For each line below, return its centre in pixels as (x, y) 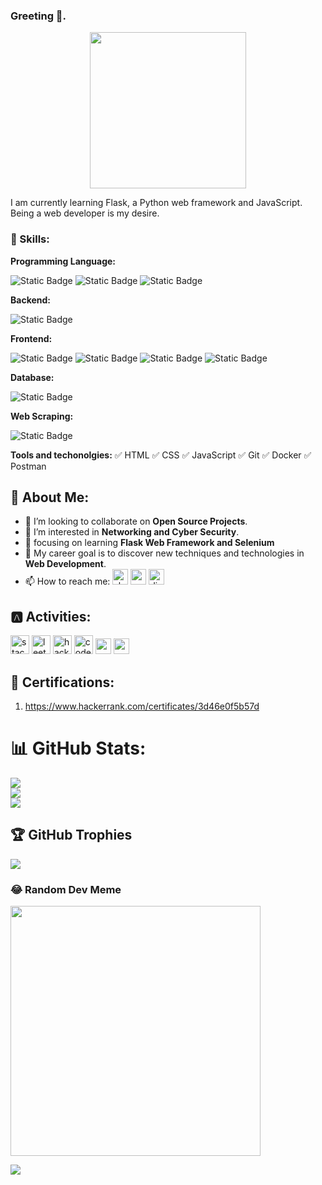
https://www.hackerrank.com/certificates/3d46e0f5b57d (142, 706)
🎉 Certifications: (62, 682)
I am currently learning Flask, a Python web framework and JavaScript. (156, 203)
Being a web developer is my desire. (85, 213)
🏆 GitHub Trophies (71, 835)
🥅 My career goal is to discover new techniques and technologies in (164, 553)
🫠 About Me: (50, 497)
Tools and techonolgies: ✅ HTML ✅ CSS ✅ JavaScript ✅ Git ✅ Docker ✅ (161, 455)
